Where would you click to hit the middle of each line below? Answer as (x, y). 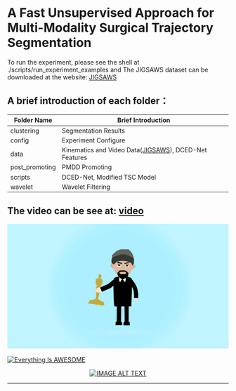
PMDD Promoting (87, 167)
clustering (25, 131)
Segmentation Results (93, 131)
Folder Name (33, 120)
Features (75, 157)
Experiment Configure (94, 140)
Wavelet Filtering (86, 187)
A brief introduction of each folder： (88, 101)
